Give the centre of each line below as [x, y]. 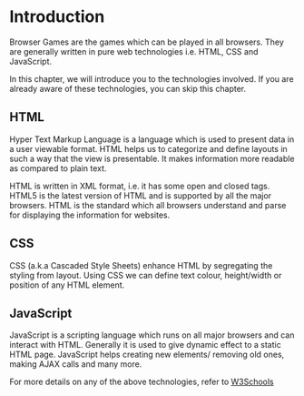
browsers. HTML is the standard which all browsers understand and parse [148, 205]
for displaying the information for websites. [90, 215]
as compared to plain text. [58, 168]
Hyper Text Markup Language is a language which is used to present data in [152, 139]
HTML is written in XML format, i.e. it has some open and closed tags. [140, 186]
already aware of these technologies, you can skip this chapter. [128, 88]
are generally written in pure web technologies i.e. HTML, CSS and [134, 51]
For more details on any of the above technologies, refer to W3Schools [142, 382]
